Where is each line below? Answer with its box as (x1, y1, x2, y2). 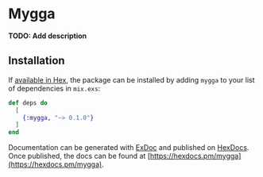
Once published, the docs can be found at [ (8, 152, 151, 161)
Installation (8, 54, 65, 67)
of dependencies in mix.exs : (8, 83, 101, 93)
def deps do (8, 98, 48, 107)
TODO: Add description (8, 31, 87, 40)
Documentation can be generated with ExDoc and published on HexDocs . (8, 143, 249, 152)
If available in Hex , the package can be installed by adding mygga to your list (8, 75, 256, 84)
